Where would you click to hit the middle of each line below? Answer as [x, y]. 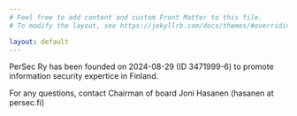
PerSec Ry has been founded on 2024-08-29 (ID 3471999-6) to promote [141, 66]
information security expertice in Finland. [84, 76]
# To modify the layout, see [63, 26]
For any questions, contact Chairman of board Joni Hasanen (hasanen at [141, 93]
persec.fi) [27, 103]
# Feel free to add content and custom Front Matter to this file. [136, 17]
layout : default [39, 42]
